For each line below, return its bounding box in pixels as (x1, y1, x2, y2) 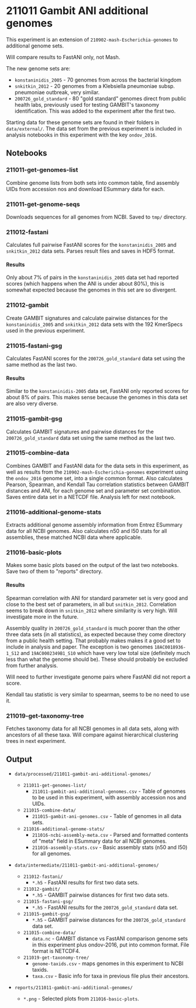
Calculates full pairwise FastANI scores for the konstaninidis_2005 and (6, 242, 177, 249)
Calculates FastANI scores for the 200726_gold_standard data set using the (6, 355, 185, 362)
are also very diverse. (6, 400, 59, 407)
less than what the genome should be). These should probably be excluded (6, 656, 188, 663)
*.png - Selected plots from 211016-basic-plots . (23, 995, 139, 1002)
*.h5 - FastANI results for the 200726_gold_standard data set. (32, 904, 178, 911)
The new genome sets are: (6, 65, 71, 72)
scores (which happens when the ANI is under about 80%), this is (6, 280, 165, 287)
